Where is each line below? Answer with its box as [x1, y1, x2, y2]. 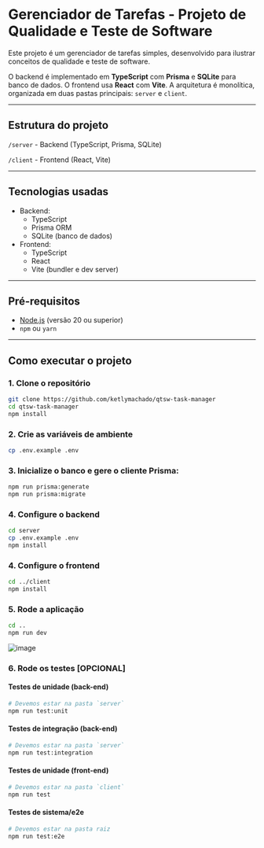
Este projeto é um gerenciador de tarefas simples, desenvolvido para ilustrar [8, 48, 256, 57]
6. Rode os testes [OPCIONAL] [8, 662, 126, 673]
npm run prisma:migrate [8, 490, 86, 499]
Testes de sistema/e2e [8, 808, 85, 817]
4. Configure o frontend [8, 560, 101, 571]
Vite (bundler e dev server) [31, 264, 119, 274]
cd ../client [8, 578, 51, 586]
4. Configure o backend [8, 509, 101, 520]
